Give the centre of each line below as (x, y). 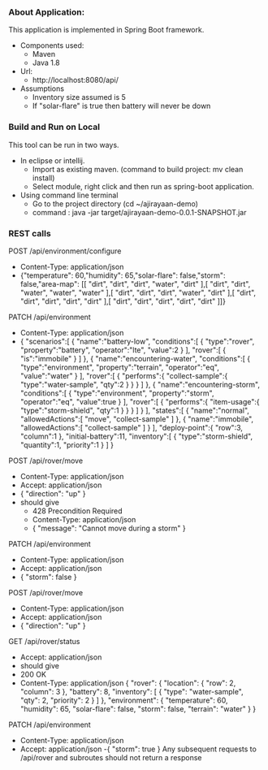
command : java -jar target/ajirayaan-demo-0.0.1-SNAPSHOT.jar (139, 212)
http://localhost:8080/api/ (76, 80)
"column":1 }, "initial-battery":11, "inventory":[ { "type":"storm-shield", (136, 436)
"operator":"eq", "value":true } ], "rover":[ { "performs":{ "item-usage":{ (140, 401)
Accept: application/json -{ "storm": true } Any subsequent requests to (138, 749)
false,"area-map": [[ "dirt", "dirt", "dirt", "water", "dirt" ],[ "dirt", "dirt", (135, 283)
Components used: (52, 45)
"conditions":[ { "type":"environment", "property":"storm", (117, 393)
